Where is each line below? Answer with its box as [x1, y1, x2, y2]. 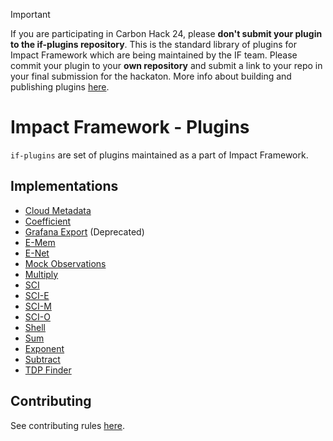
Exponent [24, 342, 65, 354]
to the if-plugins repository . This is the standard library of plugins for [10, 39, 297, 50]
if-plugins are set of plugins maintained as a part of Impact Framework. [10, 149, 309, 161]
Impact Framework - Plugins [10, 116, 250, 139]
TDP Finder [24, 364, 72, 376]
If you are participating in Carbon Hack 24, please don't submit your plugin [10, 28, 323, 39]
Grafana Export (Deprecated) [24, 225, 145, 238]
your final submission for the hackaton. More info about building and [10, 70, 292, 82]
